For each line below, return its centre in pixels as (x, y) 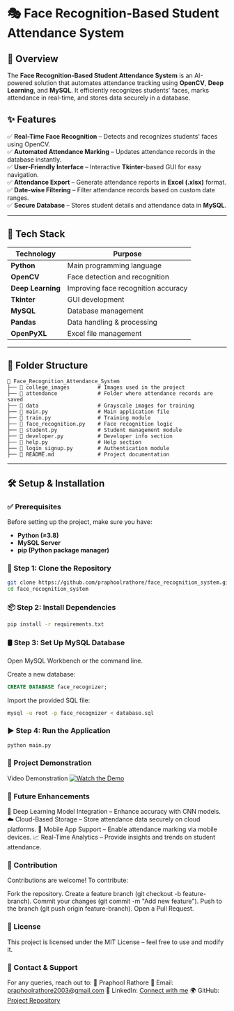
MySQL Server (39, 543)
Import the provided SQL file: (49, 700)
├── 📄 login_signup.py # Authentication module (88, 449)
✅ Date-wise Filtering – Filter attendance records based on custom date (111, 190)
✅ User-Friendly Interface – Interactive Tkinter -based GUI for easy (104, 167)
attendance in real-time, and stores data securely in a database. (99, 98)
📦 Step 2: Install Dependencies (62, 608)
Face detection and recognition (118, 277)
